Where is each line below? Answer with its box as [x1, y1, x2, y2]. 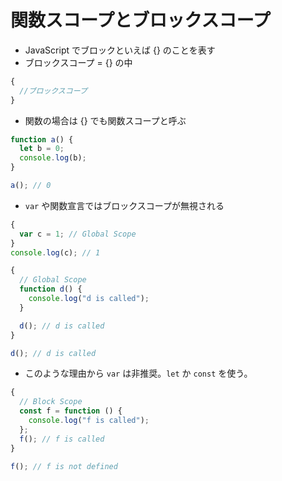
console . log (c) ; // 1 [10, 247, 101, 258]
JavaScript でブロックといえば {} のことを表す [24, 44, 216, 56]
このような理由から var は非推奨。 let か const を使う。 [24, 367, 253, 380]
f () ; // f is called [19, 434, 105, 444]
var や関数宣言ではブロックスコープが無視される [24, 199, 225, 211]
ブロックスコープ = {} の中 [24, 56, 133, 68]
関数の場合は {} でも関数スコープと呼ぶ [24, 114, 187, 126]
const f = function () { [19, 406, 123, 416]
